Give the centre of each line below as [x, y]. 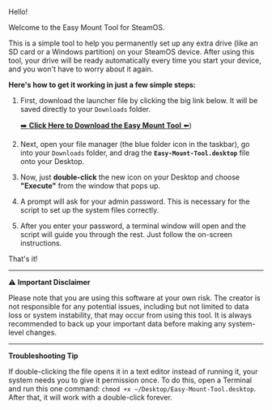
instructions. [41, 243]
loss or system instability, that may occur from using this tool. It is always [130, 315]
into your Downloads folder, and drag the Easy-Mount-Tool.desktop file [135, 153]
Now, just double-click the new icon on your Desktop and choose [130, 177]
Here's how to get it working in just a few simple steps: [102, 85]
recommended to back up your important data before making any [117, 324]
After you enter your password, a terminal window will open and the [133, 226]
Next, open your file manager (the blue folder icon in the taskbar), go [135, 144]
